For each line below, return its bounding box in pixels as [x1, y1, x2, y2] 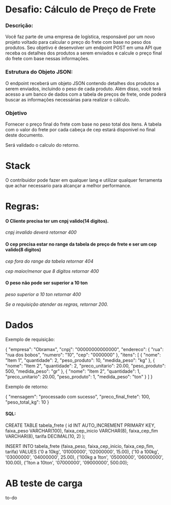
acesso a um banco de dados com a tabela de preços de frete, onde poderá [5, 91, 166, 97]
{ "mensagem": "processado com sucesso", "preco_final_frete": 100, [5, 393, 150, 399]
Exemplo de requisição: [5, 336, 55, 342]
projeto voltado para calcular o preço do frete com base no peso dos [5, 39, 151, 45]
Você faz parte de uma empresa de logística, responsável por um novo [5, 33, 155, 40]
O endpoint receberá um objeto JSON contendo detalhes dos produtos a [5, 80, 159, 86]
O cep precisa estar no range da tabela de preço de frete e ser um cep [5, 241, 157, 247]
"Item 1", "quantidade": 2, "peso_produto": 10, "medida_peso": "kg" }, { [5, 357, 155, 363]
